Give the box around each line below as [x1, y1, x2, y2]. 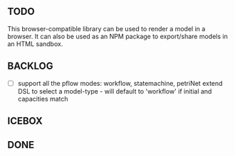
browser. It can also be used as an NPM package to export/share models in [7, 32, 228, 40]
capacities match [17, 94, 69, 103]
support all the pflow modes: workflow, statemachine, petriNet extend [17, 79, 223, 87]
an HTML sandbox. [7, 39, 63, 48]
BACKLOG [7, 60, 53, 72]
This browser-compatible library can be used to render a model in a [7, 24, 206, 33]
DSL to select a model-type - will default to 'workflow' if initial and [17, 87, 212, 95]
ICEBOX [7, 115, 43, 127]
